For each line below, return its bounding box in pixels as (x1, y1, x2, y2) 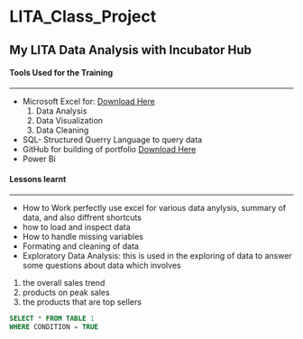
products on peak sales (22, 287, 110, 298)
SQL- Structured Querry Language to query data (22, 133, 203, 145)
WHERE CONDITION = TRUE (9, 322, 99, 331)
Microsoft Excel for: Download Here (22, 96, 155, 106)
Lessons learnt (9, 174, 67, 185)
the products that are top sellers (22, 296, 142, 307)
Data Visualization (35, 115, 104, 125)
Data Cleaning (35, 124, 89, 135)
